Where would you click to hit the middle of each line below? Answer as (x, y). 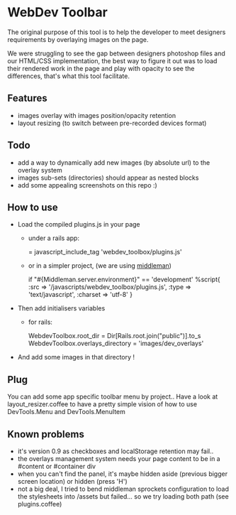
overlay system (40, 170)
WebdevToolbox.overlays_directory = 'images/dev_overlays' (116, 343)
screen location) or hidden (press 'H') (72, 481)
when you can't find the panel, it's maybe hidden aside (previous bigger (123, 474)
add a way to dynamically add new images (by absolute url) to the (114, 162)
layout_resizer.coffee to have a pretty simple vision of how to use (102, 404)
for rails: (40, 322)
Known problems (46, 434)
